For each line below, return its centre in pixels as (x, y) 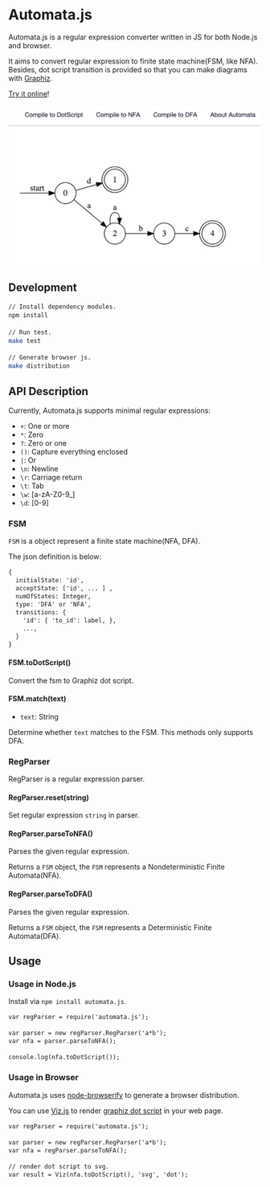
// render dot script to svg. (59, 1166)
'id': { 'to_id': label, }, (70, 621)
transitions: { (41, 613)
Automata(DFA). (35, 936)
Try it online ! (29, 93)
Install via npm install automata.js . (67, 1001)
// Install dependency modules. (62, 307)
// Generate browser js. (50, 358)
